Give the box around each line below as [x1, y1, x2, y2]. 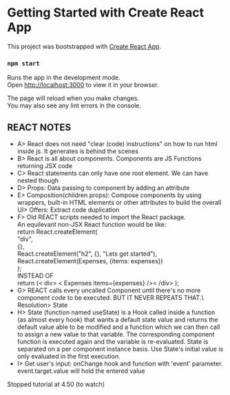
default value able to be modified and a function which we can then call [17, 323, 220, 332]
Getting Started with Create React [7, 5, 205, 21]
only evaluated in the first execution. [17, 352, 121, 361]
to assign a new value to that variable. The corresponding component [17, 330, 215, 338]
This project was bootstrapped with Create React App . [7, 42, 162, 50]
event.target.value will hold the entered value [17, 367, 146, 375]
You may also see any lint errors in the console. [7, 101, 141, 110]
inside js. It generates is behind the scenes [17, 147, 139, 156]
